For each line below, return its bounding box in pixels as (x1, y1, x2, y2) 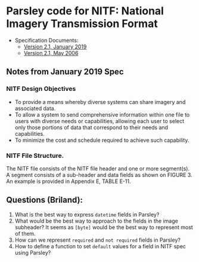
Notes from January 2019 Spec (6, 67, 124, 77)
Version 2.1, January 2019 (23, 43, 87, 50)
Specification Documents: (14, 36, 79, 44)
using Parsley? (14, 249, 51, 256)
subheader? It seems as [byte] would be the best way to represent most (14, 223, 194, 231)
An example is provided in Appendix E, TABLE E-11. (6, 178, 131, 185)
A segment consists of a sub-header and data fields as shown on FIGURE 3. (6, 171, 192, 178)
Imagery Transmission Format (6, 17, 158, 31)
